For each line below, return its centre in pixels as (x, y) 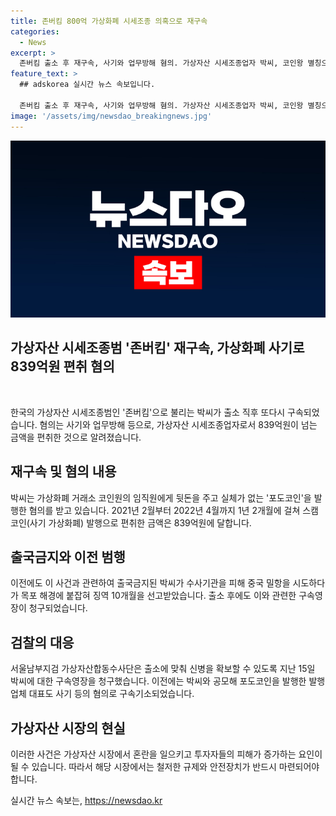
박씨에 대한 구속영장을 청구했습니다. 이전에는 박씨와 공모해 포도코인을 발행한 (158, 681)
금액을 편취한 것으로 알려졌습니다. (76, 437)
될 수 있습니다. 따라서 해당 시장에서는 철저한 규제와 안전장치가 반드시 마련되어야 (165, 767)
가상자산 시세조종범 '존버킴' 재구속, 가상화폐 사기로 (157, 348)
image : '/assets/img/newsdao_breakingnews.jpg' (111, 116)
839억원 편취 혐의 (62, 366)
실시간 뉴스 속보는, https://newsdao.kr (86, 801)
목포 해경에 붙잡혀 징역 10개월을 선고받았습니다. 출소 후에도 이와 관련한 (158, 596)
